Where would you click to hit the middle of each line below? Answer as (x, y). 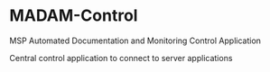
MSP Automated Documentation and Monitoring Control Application (135, 40)
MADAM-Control (74, 16)
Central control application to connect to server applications (121, 58)
